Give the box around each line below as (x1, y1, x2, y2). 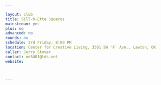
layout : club (5, 12, 33, 17)
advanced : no (5, 31, 33, 36)
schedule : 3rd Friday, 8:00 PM (5, 40, 72, 46)
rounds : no (5, 35, 29, 40)
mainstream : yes (5, 21, 40, 26)
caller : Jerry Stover (5, 49, 51, 55)
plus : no (5, 26, 24, 31)
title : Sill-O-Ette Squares (5, 16, 65, 22)
